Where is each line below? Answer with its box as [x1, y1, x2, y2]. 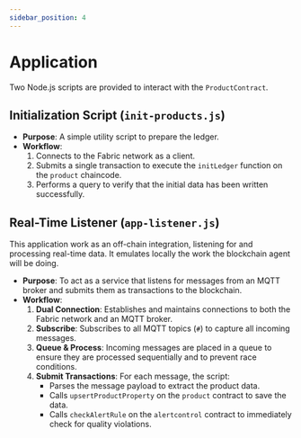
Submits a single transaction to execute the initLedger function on [35, 160, 283, 171]
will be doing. [9, 258, 59, 269]
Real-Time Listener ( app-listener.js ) [9, 215, 220, 230]
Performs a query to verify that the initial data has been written [35, 179, 269, 190]
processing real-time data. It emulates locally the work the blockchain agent [9, 248, 290, 259]
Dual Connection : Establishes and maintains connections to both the [35, 304, 291, 315]
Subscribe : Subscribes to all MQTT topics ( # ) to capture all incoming [35, 323, 290, 334]
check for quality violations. [49, 419, 152, 430]
